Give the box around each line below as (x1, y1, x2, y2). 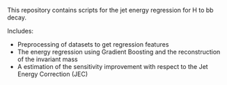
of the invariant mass (17, 55, 78, 63)
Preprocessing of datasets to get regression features (17, 40, 169, 48)
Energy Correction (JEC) (17, 70, 88, 78)
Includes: (7, 27, 33, 35)
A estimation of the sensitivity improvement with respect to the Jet (17, 63, 208, 70)
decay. (7, 13, 26, 22)
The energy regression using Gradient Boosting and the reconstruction (17, 48, 221, 56)
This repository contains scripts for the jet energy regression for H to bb (7, 6, 214, 14)
